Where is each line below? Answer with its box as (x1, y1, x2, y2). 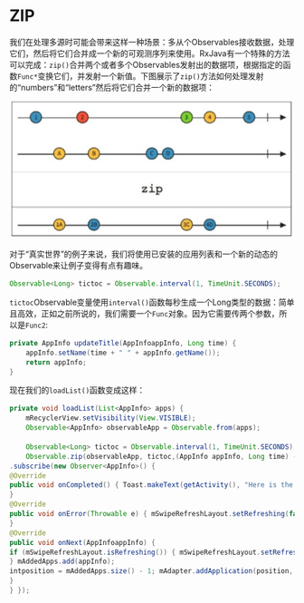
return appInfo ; (25, 357, 88, 367)
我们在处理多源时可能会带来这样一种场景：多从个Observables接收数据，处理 (9, 36, 295, 47)
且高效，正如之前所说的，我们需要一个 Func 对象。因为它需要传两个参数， (9, 307, 280, 318)
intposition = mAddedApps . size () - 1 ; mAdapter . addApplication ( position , (9, 567, 294, 576)
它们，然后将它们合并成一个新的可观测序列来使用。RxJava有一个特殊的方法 (9, 47, 290, 59)
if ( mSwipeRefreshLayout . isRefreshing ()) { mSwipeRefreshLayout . (9, 548, 261, 557)
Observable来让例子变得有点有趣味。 (9, 260, 148, 271)
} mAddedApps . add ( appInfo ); (9, 557, 116, 567)
